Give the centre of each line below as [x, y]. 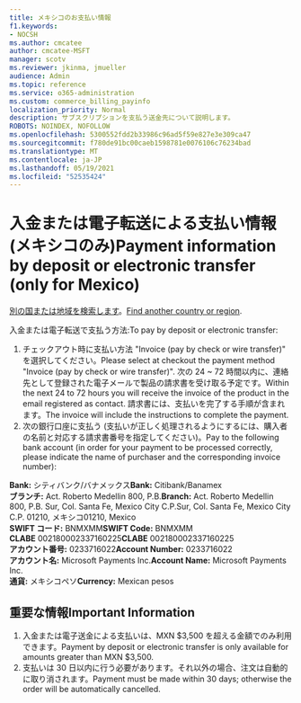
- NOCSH [24, 34]
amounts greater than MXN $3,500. [88, 657]
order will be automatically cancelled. [92, 689]
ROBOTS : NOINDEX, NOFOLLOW [60, 127]
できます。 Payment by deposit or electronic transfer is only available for [155, 647]
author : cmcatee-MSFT [50, 51]
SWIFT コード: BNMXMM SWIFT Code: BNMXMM [101, 529]
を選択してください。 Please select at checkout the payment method [149, 360]
